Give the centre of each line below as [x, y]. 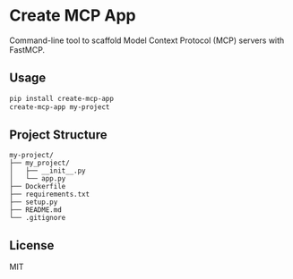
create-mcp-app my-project [60, 107]
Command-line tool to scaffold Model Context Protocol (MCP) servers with [147, 40]
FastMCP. [27, 49]
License [32, 245]
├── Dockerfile [38, 187]
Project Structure [58, 135]
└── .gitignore [38, 218]
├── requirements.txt [50, 194]
